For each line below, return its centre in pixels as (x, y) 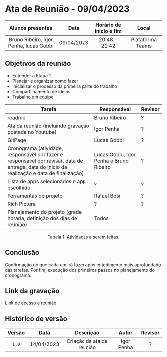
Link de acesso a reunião (31, 303)
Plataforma (144, 39)
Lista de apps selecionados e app (47, 181)
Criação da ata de (87, 341)
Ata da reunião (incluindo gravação (48, 126)
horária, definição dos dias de (42, 218)
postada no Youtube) (32, 132)
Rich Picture (22, 204)
